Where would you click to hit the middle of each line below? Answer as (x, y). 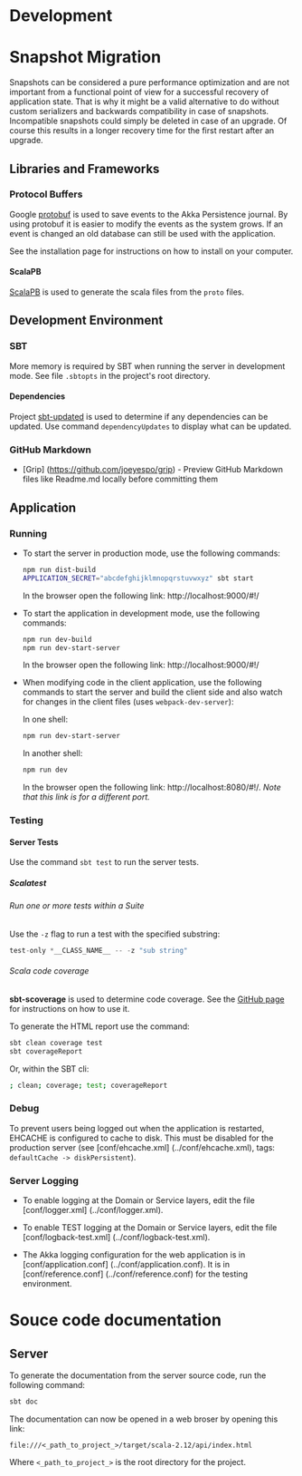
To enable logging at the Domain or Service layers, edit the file (138, 1200)
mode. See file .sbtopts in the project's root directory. (110, 375)
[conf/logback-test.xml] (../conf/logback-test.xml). (116, 1238)
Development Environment (86, 320)
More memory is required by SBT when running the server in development (147, 366)
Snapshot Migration (85, 58)
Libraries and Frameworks (85, 169)
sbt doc (24, 1402)
